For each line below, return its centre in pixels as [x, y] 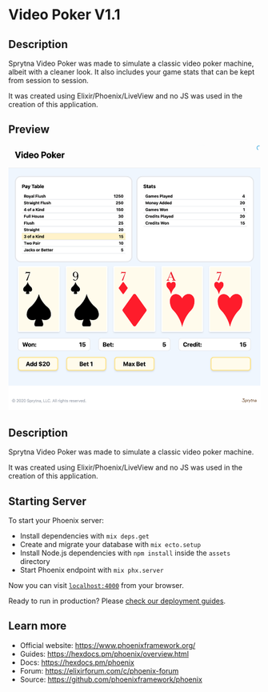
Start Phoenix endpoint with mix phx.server [92, 570]
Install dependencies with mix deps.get [84, 536]
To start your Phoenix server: [56, 520]
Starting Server [47, 501]
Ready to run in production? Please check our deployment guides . [117, 601]
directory [35, 561]
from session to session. [49, 80]
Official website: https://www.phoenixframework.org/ [108, 645]
